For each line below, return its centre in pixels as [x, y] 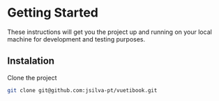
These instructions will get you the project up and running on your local [110, 32]
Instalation [31, 61]
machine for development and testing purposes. [76, 39]
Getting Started [53, 13]
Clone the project [32, 77]
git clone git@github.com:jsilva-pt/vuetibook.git [82, 90]
